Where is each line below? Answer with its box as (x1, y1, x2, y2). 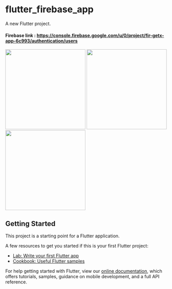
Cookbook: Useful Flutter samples (12, 258, 85, 264)
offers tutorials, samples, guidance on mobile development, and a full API (5, 273, 160, 279)
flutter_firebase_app (5, 4, 94, 15)
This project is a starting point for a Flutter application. (5, 233, 120, 239)
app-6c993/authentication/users (5, 37, 78, 44)
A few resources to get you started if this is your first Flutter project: (5, 242, 148, 249)
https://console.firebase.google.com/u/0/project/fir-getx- (36, 32, 164, 38)
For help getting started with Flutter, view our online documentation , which (5, 268, 163, 274)
